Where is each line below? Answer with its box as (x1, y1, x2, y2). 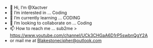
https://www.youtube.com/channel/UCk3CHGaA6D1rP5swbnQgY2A (9, 32, 148, 38)
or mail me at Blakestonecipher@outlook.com (9, 38, 102, 43)
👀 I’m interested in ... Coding (9, 10, 67, 16)
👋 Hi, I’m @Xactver (9, 5, 48, 10)
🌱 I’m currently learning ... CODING (9, 15, 80, 20)
